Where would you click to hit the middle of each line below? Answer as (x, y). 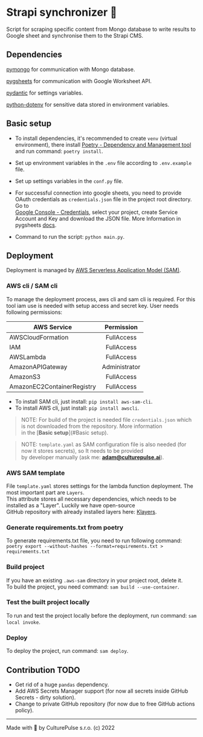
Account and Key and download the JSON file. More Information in (98, 218)
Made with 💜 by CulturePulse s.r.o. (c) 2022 (60, 727)
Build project (25, 567)
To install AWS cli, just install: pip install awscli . (77, 408)
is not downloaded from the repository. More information (92, 426)
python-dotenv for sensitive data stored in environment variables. (88, 104)
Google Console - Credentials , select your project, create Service (96, 212)
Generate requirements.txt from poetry (65, 527)
